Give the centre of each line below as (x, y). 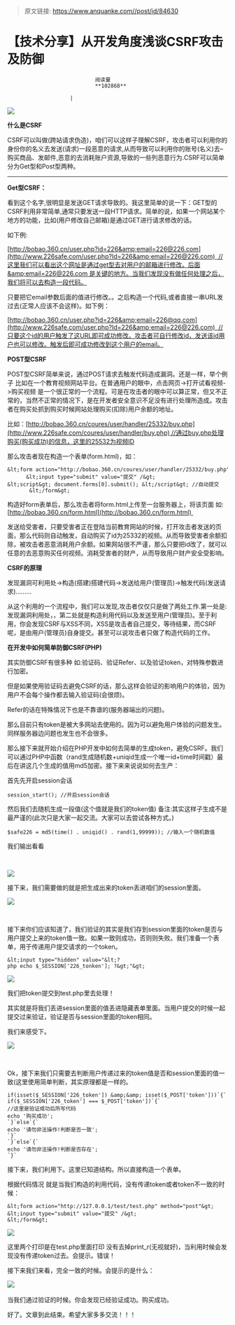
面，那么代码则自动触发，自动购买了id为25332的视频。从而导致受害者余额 (114, 535)
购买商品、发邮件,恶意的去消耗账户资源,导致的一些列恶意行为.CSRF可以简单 (116, 157)
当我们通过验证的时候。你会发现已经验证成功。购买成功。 (90, 1299)
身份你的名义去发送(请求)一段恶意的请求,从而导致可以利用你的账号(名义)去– (115, 148)
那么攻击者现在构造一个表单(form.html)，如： (72, 456)
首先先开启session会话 (40, 780)
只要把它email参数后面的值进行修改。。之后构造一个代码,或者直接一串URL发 (115, 297)
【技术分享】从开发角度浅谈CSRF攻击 (115, 42)
